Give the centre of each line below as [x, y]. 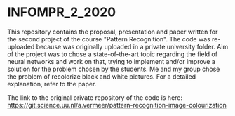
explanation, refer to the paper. [52, 84]
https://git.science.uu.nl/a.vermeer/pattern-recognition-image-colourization [117, 105]
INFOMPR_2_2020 [62, 12]
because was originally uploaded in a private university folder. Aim [132, 46]
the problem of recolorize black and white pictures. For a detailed [102, 76]
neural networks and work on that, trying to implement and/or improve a [111, 61]
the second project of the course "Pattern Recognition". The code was [109, 39]
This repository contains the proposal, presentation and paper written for [113, 32]
